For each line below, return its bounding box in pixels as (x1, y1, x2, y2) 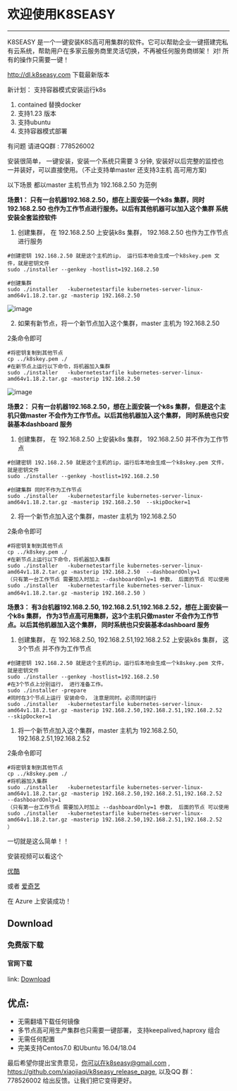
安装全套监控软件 (7, 213, 57, 221)
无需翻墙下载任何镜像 (17, 1017, 80, 1026)
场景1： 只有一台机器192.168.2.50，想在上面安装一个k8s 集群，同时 (7, 195, 205, 204)
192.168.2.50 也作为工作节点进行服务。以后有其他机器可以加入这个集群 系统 (7, 204, 229, 212)
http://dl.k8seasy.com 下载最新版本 (7, 70, 110, 78)
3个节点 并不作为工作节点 (17, 644, 92, 652)
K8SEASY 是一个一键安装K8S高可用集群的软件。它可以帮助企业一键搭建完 (7, 37, 222, 46)
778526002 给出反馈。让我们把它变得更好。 (7, 1076, 136, 1085)
